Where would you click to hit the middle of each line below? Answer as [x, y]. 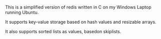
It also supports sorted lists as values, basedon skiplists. [63, 31]
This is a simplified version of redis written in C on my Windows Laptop [78, 7]
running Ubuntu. [22, 12]
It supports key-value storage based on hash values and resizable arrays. [81, 22]
